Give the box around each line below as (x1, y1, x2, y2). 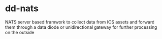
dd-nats (5, 3, 38, 14)
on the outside (5, 29, 34, 35)
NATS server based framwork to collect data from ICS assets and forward (5, 19, 155, 25)
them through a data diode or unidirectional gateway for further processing (5, 24, 158, 30)
